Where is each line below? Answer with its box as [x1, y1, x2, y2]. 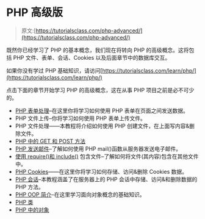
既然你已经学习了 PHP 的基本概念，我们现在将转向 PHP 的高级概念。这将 [6, 46, 189, 54]
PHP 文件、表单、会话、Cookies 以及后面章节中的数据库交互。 [13, 54, 171, 61]
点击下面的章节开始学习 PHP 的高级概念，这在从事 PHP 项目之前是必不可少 [6, 86, 195, 93]
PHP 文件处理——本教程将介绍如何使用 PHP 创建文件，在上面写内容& [15, 122, 190, 129]
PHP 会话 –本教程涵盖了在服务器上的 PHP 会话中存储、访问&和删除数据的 [15, 175, 198, 183]
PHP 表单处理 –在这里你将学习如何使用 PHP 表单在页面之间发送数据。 [15, 107, 189, 114]
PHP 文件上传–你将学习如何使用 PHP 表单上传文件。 [15, 114, 146, 122]
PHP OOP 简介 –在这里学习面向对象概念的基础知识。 [15, 190, 145, 198]
